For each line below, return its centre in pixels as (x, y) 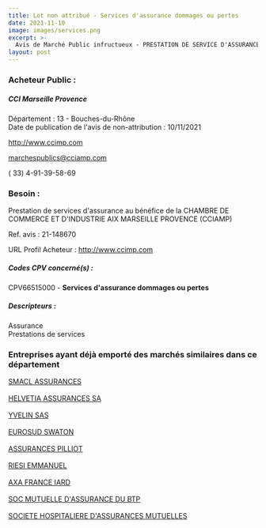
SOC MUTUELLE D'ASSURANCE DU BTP (74, 500)
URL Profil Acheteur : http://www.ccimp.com (81, 250)
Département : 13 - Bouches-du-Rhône (72, 119)
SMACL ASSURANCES (45, 382)
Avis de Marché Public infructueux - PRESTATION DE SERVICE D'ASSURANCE (138, 45)
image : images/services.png (55, 30)
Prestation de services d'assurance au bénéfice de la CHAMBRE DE (119, 211)
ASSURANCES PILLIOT (46, 449)
